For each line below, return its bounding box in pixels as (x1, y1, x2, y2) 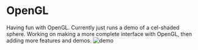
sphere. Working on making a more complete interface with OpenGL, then (6, 30, 193, 37)
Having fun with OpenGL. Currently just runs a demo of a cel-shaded (6, 24, 180, 31)
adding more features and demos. (6, 37, 92, 44)
